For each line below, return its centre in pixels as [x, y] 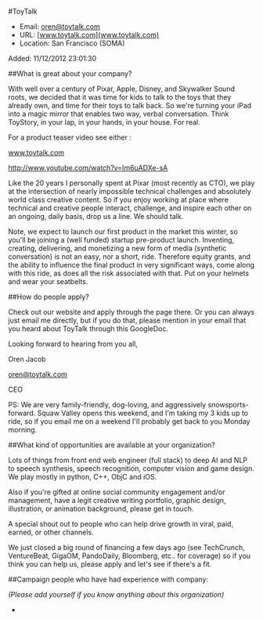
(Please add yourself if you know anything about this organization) [116, 594]
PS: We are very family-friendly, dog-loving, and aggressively [107, 405]
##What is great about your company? [70, 73]
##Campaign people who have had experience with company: [108, 579]
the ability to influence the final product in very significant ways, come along [131, 265]
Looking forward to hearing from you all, [73, 344]
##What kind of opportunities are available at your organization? [112, 445]
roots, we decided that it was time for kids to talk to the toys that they [120, 97]
